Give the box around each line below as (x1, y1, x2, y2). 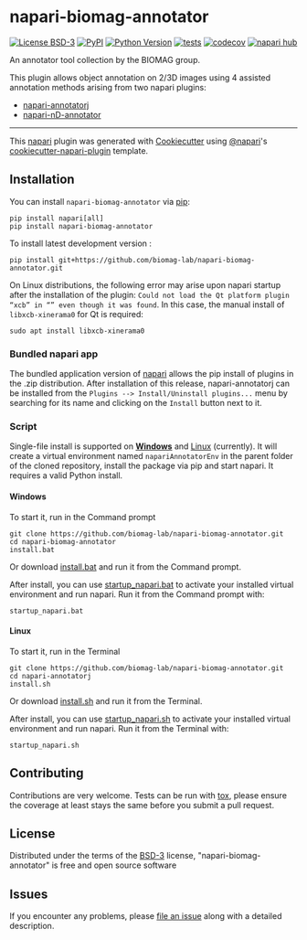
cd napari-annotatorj (9, 671, 92, 680)
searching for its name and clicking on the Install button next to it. (9, 398, 262, 409)
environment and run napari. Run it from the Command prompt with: (9, 588, 265, 600)
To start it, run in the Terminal (9, 646, 121, 657)
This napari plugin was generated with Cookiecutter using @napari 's (9, 135, 268, 146)
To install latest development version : (9, 238, 153, 249)
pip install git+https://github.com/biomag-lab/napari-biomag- (9, 255, 256, 264)
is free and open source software (51, 860, 177, 871)
